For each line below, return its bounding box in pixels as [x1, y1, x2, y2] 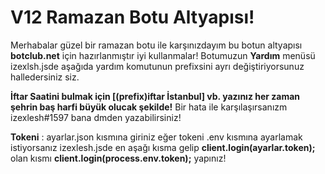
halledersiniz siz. [10, 71, 80, 83]
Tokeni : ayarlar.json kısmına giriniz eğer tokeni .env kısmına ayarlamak [10, 131, 303, 143]
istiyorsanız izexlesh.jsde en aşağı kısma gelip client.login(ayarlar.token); [10, 141, 316, 153]
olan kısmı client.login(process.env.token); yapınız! [10, 152, 227, 164]
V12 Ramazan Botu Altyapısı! [10, 6, 255, 29]
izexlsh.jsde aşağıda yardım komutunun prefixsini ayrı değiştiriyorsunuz [10, 60, 305, 72]
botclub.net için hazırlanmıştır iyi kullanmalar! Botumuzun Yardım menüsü [10, 49, 316, 61]
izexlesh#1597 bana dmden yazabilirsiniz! [10, 111, 182, 123]
